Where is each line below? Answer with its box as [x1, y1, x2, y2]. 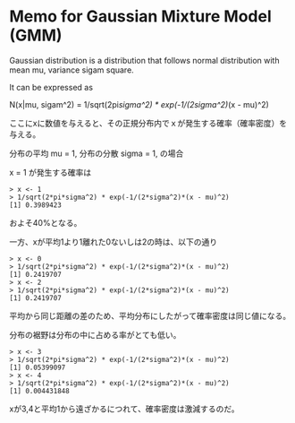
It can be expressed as [9, 82, 94, 92]
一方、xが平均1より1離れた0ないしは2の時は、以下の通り [9, 236, 218, 247]
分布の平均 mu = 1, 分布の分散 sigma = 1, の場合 [9, 148, 184, 159]
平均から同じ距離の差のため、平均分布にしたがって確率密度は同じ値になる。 [9, 310, 291, 321]
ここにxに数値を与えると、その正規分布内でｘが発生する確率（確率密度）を [9, 117, 288, 128]
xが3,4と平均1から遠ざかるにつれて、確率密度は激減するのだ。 [9, 403, 240, 414]
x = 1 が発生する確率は [9, 167, 92, 177]
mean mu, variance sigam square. [9, 65, 134, 75]
